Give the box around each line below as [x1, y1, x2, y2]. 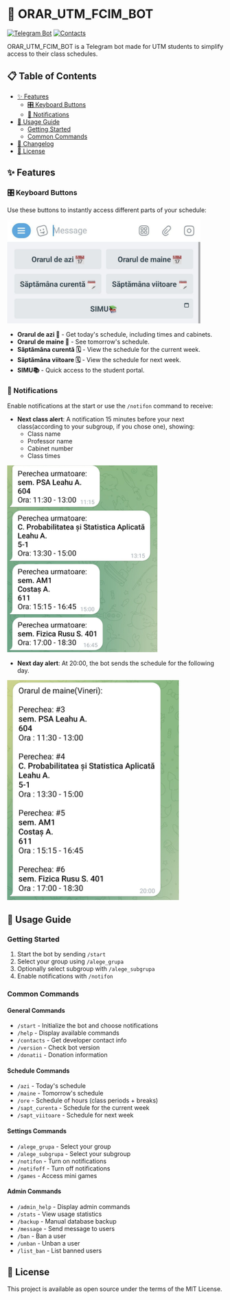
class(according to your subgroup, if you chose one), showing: [16, 422, 195, 430]
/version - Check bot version [16, 1043, 100, 1052]
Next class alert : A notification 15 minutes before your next [16, 415, 185, 423]
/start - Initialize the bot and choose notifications [16, 1022, 159, 1030]
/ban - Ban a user [16, 1232, 67, 1240]
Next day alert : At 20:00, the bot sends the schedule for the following [16, 659, 215, 667]
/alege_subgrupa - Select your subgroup [16, 1149, 131, 1157]
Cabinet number [27, 444, 73, 452]
